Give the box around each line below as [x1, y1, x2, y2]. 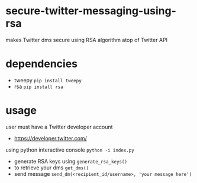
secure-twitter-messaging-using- [5, 4, 177, 18]
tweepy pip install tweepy [14, 76, 82, 84]
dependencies [5, 57, 78, 70]
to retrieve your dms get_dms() [14, 164, 89, 171]
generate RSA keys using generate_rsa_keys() [14, 158, 128, 165]
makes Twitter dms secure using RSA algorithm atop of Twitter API [5, 36, 168, 43]
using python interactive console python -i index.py [5, 146, 134, 153]
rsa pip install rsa [14, 83, 63, 90]
